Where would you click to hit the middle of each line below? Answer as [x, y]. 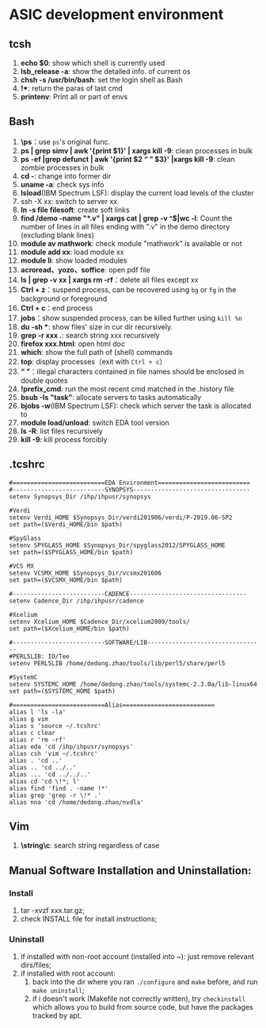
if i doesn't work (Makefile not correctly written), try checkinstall [139, 999]
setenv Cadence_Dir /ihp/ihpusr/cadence [77, 601]
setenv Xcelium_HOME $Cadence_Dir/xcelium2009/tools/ [100, 622]
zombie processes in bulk [63, 167]
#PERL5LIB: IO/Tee [39, 656]
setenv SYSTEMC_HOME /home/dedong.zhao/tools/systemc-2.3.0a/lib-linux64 [133, 684]
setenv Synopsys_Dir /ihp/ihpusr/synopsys [80, 497]
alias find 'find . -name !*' [59, 788]
